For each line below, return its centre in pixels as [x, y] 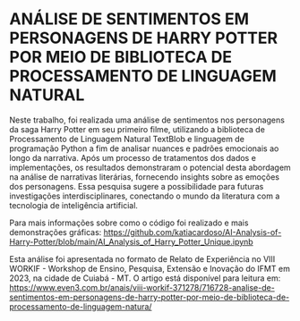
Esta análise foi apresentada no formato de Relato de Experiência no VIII [142, 258]
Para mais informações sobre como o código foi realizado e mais [129, 223]
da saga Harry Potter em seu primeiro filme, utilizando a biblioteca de [137, 129]
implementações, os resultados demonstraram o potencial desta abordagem [150, 167]
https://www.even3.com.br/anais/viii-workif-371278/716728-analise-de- [142, 287]
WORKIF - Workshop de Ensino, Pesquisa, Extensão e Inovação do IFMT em [150, 268]
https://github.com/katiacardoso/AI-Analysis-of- [193, 232]
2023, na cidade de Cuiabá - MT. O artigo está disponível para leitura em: [145, 278]
